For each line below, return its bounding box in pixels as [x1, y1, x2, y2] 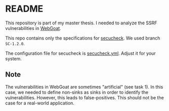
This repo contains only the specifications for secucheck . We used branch [5, 35, 160, 41]
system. [5, 55, 22, 61]
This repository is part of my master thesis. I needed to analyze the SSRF [5, 20, 157, 26]
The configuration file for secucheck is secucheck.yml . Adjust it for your [5, 50, 156, 56]
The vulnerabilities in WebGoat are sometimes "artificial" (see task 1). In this [5, 84, 163, 90]
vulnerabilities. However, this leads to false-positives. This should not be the [5, 94, 164, 100]
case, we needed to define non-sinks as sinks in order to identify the [5, 89, 148, 95]
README [5, 3, 44, 15]
